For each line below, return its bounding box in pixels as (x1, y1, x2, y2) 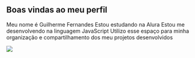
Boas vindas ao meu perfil (6, 5, 108, 15)
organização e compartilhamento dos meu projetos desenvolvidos (6, 33, 173, 41)
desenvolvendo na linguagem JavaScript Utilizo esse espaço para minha (6, 27, 189, 34)
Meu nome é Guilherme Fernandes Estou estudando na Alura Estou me (6, 21, 185, 28)
